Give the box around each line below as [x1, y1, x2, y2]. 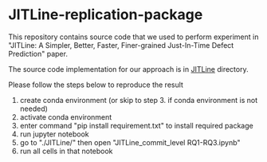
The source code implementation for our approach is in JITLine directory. [8, 64, 249, 73]
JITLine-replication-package [8, 6, 203, 24]
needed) [19, 104, 48, 113]
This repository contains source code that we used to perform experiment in [8, 32, 259, 41]
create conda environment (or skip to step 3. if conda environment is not [19, 95, 258, 105]
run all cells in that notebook [19, 146, 113, 156]
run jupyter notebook [19, 129, 89, 139]
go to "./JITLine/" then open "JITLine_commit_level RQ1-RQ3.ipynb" [19, 137, 241, 147]
